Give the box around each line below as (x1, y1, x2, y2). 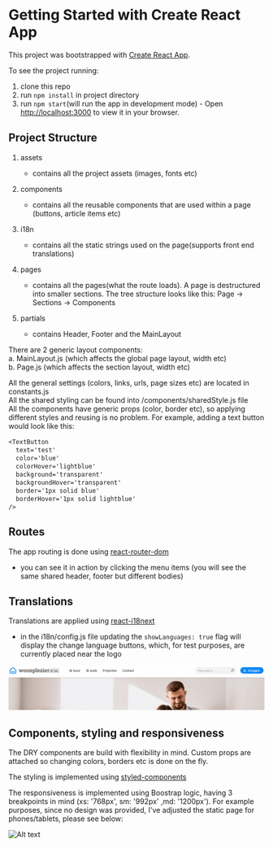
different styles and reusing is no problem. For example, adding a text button (8, 413, 265, 422)
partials (19, 313, 46, 323)
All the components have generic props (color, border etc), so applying (8, 404, 246, 413)
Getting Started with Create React (8, 6, 241, 24)
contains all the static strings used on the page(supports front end (32, 240, 254, 250)
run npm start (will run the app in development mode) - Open (19, 98, 223, 108)
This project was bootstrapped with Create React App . (8, 50, 191, 59)
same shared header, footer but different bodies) (19, 571, 184, 581)
